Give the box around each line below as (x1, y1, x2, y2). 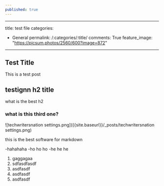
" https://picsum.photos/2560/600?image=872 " (12, 40, 107, 45)
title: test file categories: (5, 25, 54, 31)
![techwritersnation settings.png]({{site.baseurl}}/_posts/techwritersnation (5, 122, 155, 127)
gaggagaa (12, 155, 33, 161)
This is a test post (5, 71, 41, 77)
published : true (5, 7, 38, 12)
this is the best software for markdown (5, 136, 83, 142)
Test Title (5, 59, 34, 67)
